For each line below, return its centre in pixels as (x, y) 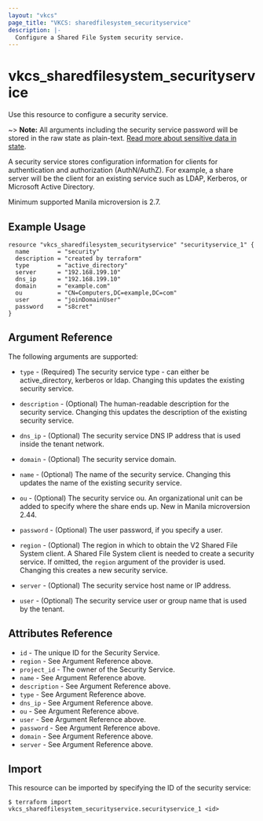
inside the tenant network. (62, 444)
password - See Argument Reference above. (90, 728)
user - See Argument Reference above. (83, 719)
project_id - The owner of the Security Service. (97, 669)
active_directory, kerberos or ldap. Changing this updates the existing (132, 380)
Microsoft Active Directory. (52, 187)
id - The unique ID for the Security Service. (89, 652)
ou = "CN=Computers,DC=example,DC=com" (96, 293)
